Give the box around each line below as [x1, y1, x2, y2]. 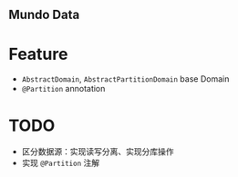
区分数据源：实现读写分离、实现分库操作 [21, 146, 174, 157]
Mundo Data [8, 7, 80, 23]
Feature [8, 44, 68, 64]
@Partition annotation [21, 84, 106, 94]
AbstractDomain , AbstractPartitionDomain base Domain [21, 74, 230, 84]
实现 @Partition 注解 [21, 158, 100, 169]
